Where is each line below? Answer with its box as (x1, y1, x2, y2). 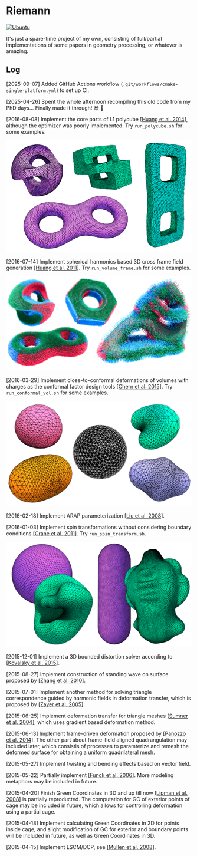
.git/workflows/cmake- (122, 81, 179, 87)
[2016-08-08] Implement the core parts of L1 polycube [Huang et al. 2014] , (6, 116, 188, 123)
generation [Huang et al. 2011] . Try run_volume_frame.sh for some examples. (6, 264, 191, 271)
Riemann (6, 4, 51, 18)
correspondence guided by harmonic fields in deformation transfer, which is (6, 694, 191, 702)
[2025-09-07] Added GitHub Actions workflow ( (6, 80, 123, 87)
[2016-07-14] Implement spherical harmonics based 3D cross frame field (6, 258, 183, 265)
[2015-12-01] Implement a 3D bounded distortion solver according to (6, 653, 173, 660)
